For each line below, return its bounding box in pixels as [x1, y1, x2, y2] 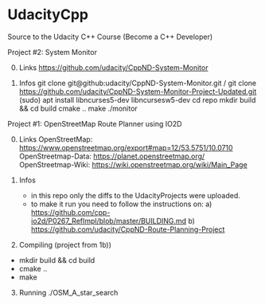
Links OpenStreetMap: [18, 134, 93, 144]
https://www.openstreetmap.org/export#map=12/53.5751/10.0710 [18, 143, 233, 152]
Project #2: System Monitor [7, 47, 97, 57]
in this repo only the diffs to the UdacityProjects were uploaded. [30, 190, 240, 200]
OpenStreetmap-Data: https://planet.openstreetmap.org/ [18, 151, 205, 161]
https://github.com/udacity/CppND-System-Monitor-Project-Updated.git [18, 86, 257, 96]
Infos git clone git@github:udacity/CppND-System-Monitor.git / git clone [18, 78, 257, 88]
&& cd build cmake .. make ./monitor [18, 104, 138, 113]
